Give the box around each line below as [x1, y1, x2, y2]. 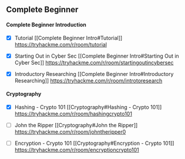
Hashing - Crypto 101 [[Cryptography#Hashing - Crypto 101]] [14, 103, 162, 111]
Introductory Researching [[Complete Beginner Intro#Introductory [14, 70, 174, 77]
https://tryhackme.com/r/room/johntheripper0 [14, 128, 126, 135]
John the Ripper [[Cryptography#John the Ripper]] [14, 122, 138, 129]
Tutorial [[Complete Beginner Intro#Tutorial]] [14, 34, 123, 41]
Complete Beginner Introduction [6, 21, 87, 28]
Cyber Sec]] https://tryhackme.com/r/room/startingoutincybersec [14, 59, 174, 66]
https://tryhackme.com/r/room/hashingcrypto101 [14, 110, 132, 117]
